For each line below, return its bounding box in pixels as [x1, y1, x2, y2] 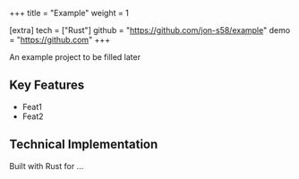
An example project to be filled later [9, 52, 141, 62]
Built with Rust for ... [9, 160, 84, 171]
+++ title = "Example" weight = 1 [9, 8, 130, 18]
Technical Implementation [9, 137, 158, 152]
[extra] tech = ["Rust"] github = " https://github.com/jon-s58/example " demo [9, 25, 291, 35]
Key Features [9, 78, 85, 93]
